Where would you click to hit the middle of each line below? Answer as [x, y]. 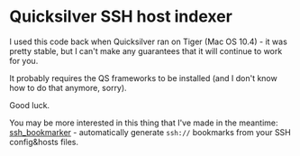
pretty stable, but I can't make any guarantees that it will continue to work [146, 50]
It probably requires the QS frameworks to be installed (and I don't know [143, 78]
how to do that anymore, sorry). [68, 87]
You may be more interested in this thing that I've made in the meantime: [144, 123]
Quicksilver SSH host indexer [121, 17]
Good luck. [30, 105]
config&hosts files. [44, 142]
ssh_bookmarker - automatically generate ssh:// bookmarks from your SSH [150, 132]
